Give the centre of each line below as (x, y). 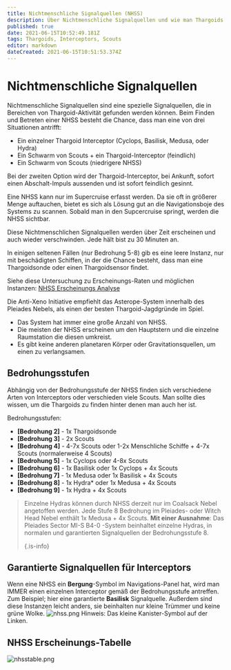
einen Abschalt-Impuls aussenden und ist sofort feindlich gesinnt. (101, 183)
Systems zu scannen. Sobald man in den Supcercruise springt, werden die (113, 211)
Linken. (18, 621)
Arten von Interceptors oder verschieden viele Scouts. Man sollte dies (106, 397)
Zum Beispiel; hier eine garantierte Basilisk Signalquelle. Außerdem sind (110, 599)
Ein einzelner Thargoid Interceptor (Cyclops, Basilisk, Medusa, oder (113, 140)
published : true (30, 26)
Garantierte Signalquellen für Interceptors (99, 568)
